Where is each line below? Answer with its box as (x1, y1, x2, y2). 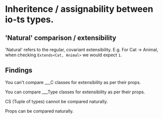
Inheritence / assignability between (5, 3, 154, 15)
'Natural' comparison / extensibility (5, 34, 117, 42)
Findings (5, 66, 33, 75)
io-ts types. (5, 14, 54, 25)
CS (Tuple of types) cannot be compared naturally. (5, 98, 108, 104)
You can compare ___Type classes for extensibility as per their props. (5, 89, 145, 95)
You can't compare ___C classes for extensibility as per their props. (5, 79, 141, 85)
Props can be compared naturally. (5, 108, 74, 114)
